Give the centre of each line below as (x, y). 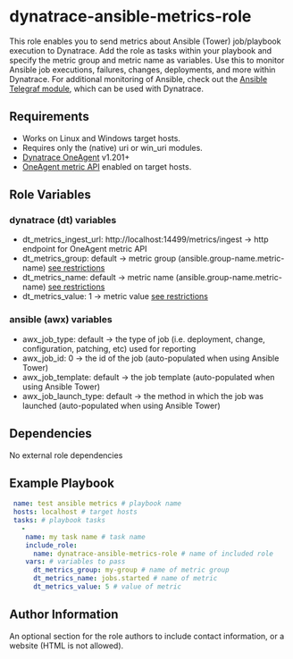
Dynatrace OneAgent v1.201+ (76, 157)
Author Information (64, 615)
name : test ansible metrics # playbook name (97, 504)
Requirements (49, 117)
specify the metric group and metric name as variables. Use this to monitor (147, 60)
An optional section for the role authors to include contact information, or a (147, 636)
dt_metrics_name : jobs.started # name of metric (125, 579)
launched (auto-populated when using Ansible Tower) (121, 405)
